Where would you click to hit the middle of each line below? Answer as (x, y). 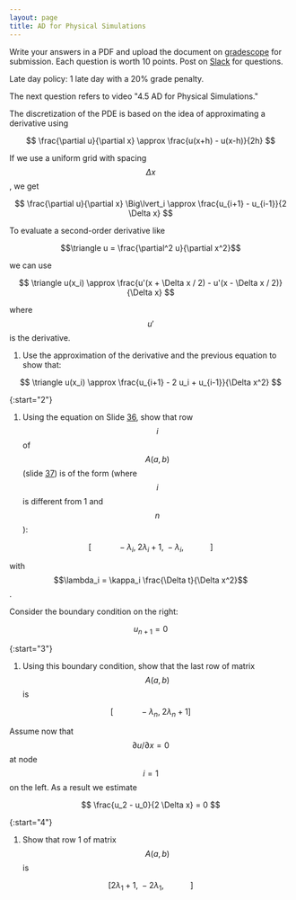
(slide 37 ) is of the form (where (79, 473)
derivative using (39, 123)
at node (23, 759)
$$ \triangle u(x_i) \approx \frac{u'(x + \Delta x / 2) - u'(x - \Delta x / (144, 282)
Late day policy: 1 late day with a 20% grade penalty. (107, 78)
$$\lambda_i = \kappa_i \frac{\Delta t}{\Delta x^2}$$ (151, 580)
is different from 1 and (63, 501)
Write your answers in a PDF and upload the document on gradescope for (146, 51)
